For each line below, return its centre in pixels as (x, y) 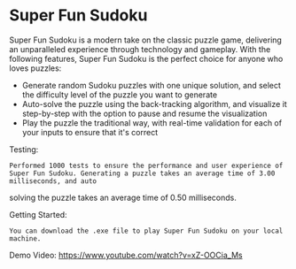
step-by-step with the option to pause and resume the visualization (144, 113)
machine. (25, 238)
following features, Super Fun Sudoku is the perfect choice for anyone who (146, 58)
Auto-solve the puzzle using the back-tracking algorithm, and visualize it (155, 104)
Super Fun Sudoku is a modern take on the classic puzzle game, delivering (145, 40)
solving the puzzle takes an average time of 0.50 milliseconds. (123, 197)
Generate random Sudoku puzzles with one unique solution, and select (152, 85)
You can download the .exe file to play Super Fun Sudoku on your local (146, 231)
